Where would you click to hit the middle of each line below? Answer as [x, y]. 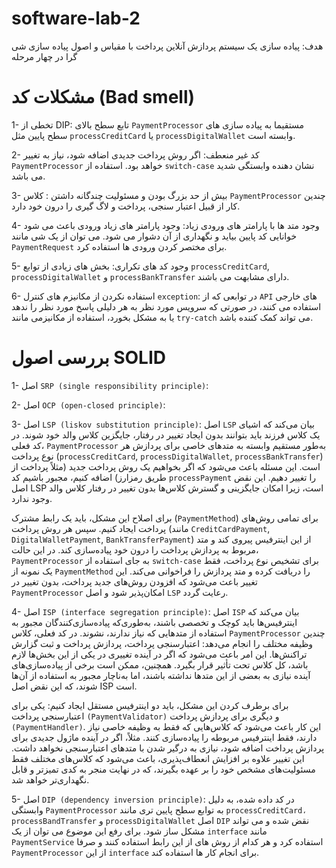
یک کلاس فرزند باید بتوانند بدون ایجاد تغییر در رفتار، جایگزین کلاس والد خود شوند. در [166, 434]
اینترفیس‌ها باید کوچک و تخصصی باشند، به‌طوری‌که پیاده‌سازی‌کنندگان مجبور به [154, 622]
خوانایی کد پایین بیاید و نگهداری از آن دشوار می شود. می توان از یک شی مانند [154, 236]
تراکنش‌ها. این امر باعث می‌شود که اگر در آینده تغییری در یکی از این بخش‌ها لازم [159, 654]
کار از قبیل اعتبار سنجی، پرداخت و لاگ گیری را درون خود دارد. [126, 206]
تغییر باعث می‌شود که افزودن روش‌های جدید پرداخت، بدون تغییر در [134, 581]
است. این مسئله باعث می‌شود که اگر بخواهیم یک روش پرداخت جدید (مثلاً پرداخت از [166, 466]
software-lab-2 [76, 18]
